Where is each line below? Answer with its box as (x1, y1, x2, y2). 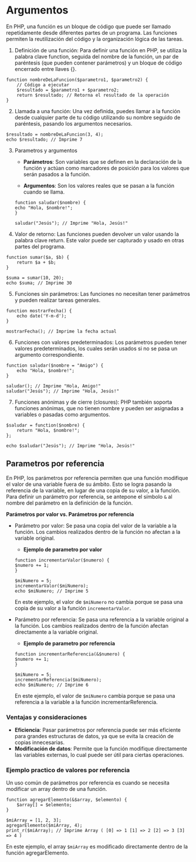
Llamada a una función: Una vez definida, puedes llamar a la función (14, 107, 181, 114)
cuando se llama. (23, 188, 65, 195)
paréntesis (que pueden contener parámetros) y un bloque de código (14, 59, 183, 66)
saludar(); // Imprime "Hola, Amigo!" (6, 383, 101, 389)
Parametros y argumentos (14, 147, 77, 154)
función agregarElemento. (6, 849, 69, 857)
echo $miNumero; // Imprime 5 (14, 588, 89, 594)
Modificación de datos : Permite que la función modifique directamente (14, 745, 188, 752)
